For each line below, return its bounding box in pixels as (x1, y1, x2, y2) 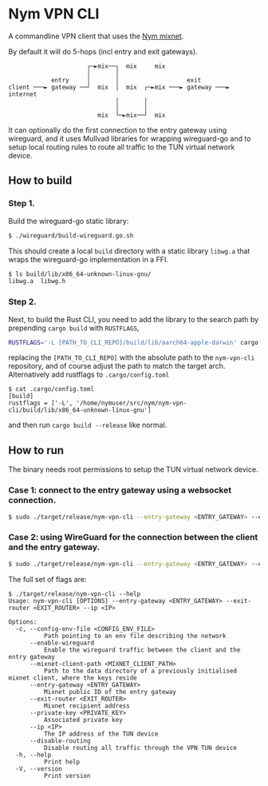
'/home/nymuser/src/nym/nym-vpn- (76, 399, 187, 408)
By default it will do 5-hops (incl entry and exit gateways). (8, 46, 198, 56)
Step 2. (8, 297, 37, 308)
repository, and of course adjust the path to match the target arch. (8, 361, 226, 371)
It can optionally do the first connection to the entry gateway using (8, 125, 227, 134)
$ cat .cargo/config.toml (8, 385, 94, 393)
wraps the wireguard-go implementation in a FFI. (8, 254, 169, 264)
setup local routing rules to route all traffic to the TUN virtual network (8, 142, 235, 152)
